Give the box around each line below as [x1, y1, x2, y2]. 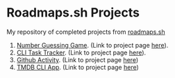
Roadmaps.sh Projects [6, 5, 140, 21]
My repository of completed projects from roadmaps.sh [6, 28, 165, 36]
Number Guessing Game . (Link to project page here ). [16, 41, 169, 49]
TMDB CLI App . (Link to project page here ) [16, 63, 140, 71]
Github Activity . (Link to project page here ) [16, 55, 139, 64]
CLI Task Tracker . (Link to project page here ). [16, 48, 147, 57]
